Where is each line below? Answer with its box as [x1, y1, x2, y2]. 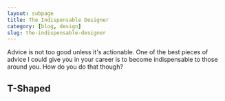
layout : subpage [7, 10, 54, 17]
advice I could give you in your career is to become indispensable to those [7, 56, 218, 64]
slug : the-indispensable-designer [7, 29, 107, 36]
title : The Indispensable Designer [7, 16, 109, 23]
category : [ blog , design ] [7, 23, 81, 30]
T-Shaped [7, 82, 51, 94]
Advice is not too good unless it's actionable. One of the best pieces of [7, 48, 208, 56]
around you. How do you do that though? [7, 63, 124, 71]
